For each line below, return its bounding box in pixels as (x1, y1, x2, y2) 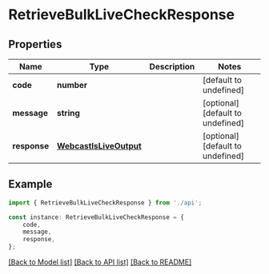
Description (149, 62, 195, 72)
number (56, 80, 88, 90)
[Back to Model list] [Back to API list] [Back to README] (8, 257, 192, 267)
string (56, 108, 80, 118)
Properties (8, 38, 62, 51)
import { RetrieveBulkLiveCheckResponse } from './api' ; (8, 198, 203, 207)
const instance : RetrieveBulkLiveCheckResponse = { (8, 213, 184, 221)
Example (8, 177, 53, 191)
